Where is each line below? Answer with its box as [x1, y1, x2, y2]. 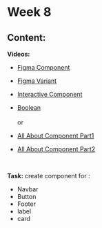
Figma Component [17, 64, 70, 71]
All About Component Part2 [17, 145, 96, 153]
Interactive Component [17, 91, 83, 98]
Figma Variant [17, 77, 57, 85]
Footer [17, 200, 37, 208]
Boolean [17, 104, 41, 111]
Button [17, 193, 37, 200]
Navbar [17, 185, 39, 193]
